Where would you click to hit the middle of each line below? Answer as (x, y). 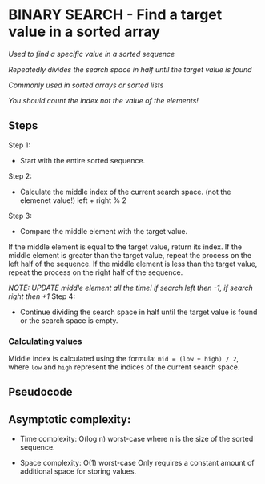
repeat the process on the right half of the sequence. (96, 272)
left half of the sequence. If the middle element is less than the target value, (133, 264)
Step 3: (20, 216)
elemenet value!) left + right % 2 (73, 200)
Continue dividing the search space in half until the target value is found (139, 312)
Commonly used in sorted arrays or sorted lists (86, 85)
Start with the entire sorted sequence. (82, 160)
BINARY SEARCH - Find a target (115, 15)
